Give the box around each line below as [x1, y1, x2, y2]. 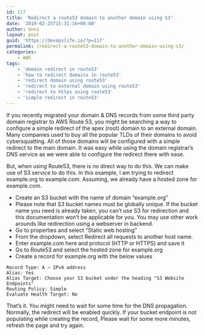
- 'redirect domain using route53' [17, 77, 108, 83]
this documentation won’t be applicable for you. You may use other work [15, 213, 199, 221]
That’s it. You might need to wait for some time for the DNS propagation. [6, 302, 188, 309]
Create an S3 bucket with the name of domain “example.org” [15, 194, 169, 201]
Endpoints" [6, 280, 34, 287]
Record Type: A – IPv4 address [6, 264, 86, 271]
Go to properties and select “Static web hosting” [15, 226, 137, 234]
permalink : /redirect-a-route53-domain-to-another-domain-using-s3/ [6, 44, 184, 50]
